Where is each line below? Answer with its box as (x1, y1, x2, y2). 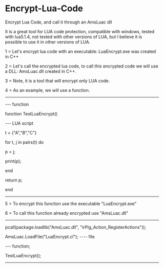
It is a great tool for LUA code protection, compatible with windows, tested (5, 28, 155, 34)
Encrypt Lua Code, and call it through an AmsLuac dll (5, 19, 112, 25)
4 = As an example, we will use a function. (5, 87, 90, 93)
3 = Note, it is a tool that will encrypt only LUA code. (5, 78, 110, 84)
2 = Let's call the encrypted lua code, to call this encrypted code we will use (5, 63, 159, 69)
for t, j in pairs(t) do (5, 139, 44, 145)
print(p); (5, 158, 22, 164)
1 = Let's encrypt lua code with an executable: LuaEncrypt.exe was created (5, 48, 156, 54)
